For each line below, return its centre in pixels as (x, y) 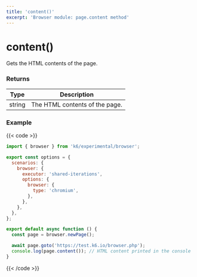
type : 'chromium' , (56, 191)
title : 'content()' (30, 12)
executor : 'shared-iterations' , (62, 174)
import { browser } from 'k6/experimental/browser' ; (73, 147)
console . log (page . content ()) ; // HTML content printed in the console (101, 251)
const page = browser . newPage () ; (53, 235)
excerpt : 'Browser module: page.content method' (68, 17)
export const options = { (38, 157)
